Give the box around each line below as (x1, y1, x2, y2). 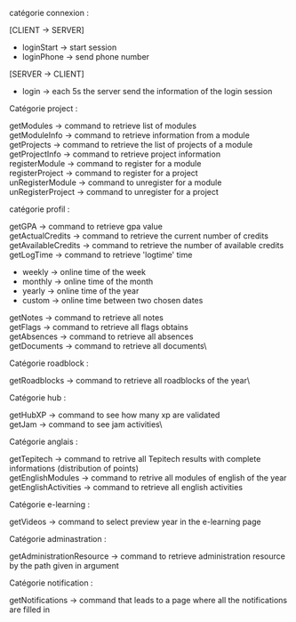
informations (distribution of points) (9, 463, 140, 473)
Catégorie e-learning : (9, 499, 91, 510)
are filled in (9, 604, 51, 615)
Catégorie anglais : (9, 436, 78, 447)
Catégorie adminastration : (9, 534, 107, 544)
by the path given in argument (9, 561, 120, 570)
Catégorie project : (9, 103, 78, 114)
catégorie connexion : (9, 8, 89, 18)
